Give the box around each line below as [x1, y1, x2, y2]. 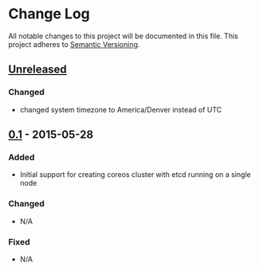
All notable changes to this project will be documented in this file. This [8, 31, 239, 41]
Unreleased [8, 63, 68, 77]
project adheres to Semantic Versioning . [8, 39, 140, 49]
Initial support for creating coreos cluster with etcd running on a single [19, 170, 251, 179]
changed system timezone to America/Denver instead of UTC [19, 104, 222, 114]
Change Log [8, 5, 90, 23]
